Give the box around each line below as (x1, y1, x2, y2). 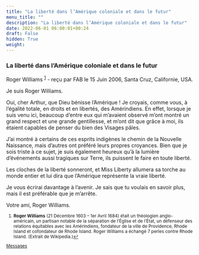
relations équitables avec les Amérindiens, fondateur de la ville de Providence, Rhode (13, 223, 188, 229)
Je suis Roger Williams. (6, 87, 64, 94)
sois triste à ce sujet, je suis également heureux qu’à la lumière (6, 148, 160, 155)
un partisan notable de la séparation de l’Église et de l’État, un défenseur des (36, 218, 193, 224)
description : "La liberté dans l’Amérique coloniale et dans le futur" (6, 20, 187, 26)
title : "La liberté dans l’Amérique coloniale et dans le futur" (6, 8, 171, 15)
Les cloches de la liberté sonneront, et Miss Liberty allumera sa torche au (6, 165, 186, 173)
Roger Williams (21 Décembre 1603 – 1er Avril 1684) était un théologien (13, 213, 159, 219)
